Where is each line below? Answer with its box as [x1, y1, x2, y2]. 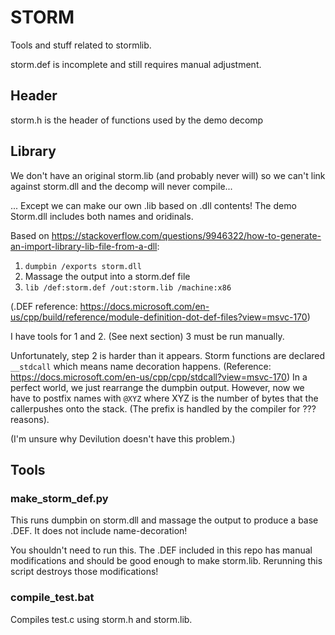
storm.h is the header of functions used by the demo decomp [10, 114, 264, 126]
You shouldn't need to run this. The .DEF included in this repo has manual [10, 544, 313, 556]
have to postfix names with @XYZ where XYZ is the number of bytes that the [10, 392, 319, 404]
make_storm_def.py [10, 491, 109, 505]
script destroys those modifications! [10, 566, 159, 578]
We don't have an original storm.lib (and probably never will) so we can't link [10, 169, 326, 181]
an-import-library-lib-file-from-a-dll [10, 240, 158, 252]
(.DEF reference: [10, 300, 78, 312]
